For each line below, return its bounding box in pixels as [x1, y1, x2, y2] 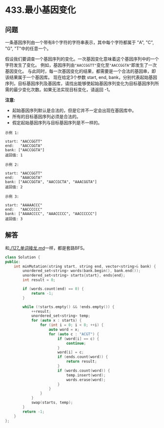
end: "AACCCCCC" [5, 207, 42, 212]
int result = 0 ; [22, 277, 56, 282]
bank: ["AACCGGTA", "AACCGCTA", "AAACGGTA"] [5, 179, 97, 184]
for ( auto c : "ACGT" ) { [48, 331, 99, 336]
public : [5, 259, 21, 264]
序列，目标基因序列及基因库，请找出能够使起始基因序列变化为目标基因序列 [5, 80, 155, 86]
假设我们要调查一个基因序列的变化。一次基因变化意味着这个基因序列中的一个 [5, 56, 159, 62]
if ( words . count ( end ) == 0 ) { [22, 286, 84, 292]
